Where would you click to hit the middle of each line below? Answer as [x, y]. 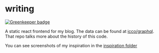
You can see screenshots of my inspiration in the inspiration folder [71, 45]
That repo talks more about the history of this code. [56, 36]
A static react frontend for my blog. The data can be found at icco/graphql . [79, 31]
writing [20, 9]
